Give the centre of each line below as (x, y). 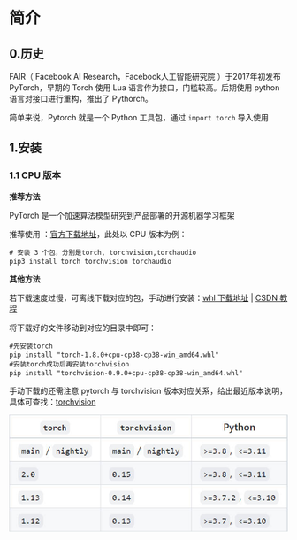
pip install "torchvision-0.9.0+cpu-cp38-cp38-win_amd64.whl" (126, 373)
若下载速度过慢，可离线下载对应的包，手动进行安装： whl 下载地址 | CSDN (144, 297)
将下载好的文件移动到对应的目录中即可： (83, 328)
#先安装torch (31, 346)
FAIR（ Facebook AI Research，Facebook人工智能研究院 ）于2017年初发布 (145, 77)
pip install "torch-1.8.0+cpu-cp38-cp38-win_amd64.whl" (114, 355)
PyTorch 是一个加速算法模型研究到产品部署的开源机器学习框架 (122, 215)
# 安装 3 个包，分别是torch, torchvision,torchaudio (103, 252)
